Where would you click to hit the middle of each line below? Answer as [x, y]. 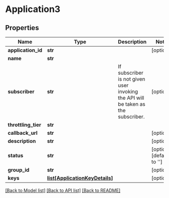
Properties [22, 28]
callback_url [23, 133]
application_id [25, 50]
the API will [131, 98]
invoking [128, 91]
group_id [19, 170]
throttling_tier [24, 125]
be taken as [132, 104]
